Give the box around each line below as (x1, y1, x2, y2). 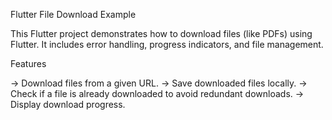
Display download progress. (10, 99, 126, 110)
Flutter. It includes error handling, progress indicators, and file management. (10, 39, 324, 50)
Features (10, 58, 47, 69)
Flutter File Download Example (10, 9, 137, 20)
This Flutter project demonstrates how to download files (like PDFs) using (10, 28, 313, 39)
